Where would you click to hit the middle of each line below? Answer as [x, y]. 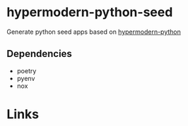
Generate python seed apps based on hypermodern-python [94, 32]
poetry [27, 70]
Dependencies [39, 54]
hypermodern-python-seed [90, 12]
